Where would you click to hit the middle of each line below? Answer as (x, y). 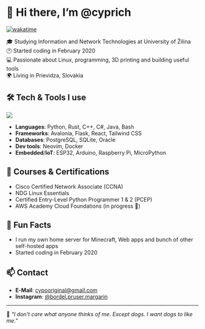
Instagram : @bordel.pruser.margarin (61, 297)
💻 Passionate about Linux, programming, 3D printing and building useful (98, 60)
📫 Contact (27, 273)
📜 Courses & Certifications (58, 172)
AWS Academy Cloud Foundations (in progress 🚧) (77, 206)
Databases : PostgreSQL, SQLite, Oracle (65, 140)
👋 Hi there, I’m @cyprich (69, 12)
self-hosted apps (37, 246)
